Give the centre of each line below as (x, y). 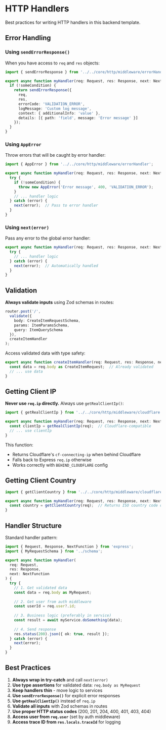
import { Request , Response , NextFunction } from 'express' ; (69, 547)
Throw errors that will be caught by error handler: (55, 155)
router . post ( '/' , (23, 311)
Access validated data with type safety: (45, 353)
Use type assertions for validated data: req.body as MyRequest (76, 685)
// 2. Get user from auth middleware (53, 602)
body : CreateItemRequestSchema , (47, 320)
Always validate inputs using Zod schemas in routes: (60, 303)
